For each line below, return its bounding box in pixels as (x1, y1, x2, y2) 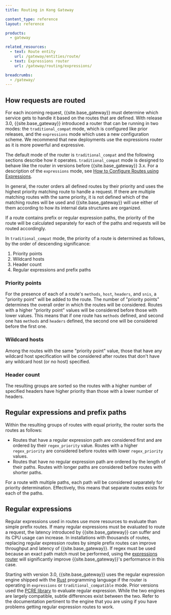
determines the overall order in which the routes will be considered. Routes (5, 302, 163, 308)
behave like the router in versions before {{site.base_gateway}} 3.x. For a (5, 163, 159, 169)
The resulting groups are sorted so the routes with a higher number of (5, 382, 152, 389)
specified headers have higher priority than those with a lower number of (5, 388, 159, 394)
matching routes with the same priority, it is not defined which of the (5, 194, 149, 200)
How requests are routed (5, 96, 85, 105)
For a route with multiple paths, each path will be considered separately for (5, 479, 163, 485)
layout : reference (5, 21, 44, 26)
